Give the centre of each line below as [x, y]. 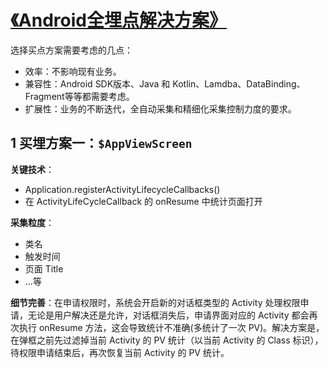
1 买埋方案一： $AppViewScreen [101, 143]
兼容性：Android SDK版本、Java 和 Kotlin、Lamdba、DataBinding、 [165, 83]
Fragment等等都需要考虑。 [79, 96]
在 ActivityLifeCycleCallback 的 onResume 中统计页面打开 [143, 201]
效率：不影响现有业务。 [73, 71]
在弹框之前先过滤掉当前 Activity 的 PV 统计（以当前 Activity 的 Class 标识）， [167, 340]
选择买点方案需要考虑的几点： [71, 50]
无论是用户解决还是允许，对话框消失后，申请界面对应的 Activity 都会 [168, 315]
